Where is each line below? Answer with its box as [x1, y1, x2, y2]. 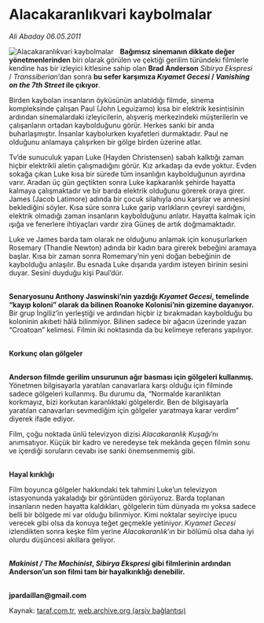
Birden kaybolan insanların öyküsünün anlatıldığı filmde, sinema [9, 95, 214, 105]
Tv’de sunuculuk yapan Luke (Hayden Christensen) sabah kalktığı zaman [9, 152, 244, 162]
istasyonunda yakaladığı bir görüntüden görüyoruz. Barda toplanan [9, 493, 225, 503]
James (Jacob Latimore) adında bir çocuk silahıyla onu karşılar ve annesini [9, 194, 251, 204]
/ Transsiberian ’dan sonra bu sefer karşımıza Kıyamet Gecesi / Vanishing [9, 72, 250, 81]
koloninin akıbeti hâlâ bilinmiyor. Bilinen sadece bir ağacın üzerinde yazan [9, 316, 247, 326]
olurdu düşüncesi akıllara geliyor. [9, 535, 116, 544]
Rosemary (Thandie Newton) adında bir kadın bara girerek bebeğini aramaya [9, 242, 257, 253]
